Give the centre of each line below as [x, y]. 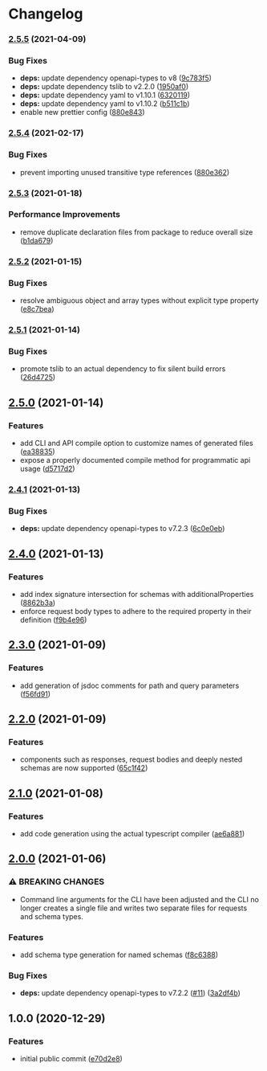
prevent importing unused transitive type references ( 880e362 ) [125, 172]
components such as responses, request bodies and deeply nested [131, 759]
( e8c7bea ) [37, 309]
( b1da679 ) [36, 240]
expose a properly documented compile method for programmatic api [135, 460]
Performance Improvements [65, 215]
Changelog [46, 14]
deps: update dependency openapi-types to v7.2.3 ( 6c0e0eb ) [122, 529]
